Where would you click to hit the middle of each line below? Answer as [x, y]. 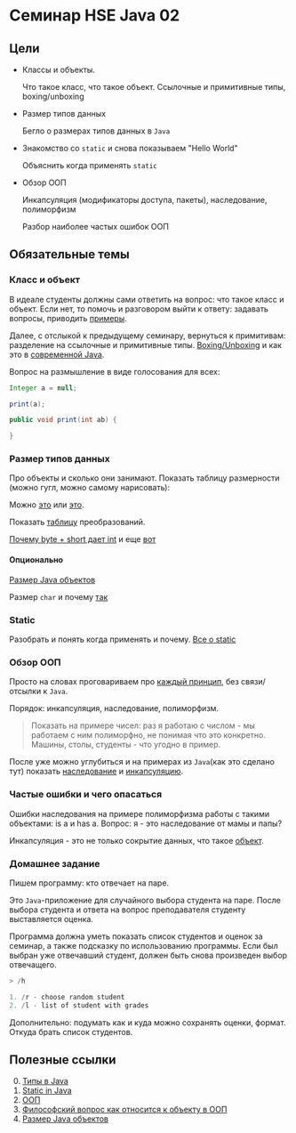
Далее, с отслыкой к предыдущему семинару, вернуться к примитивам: [148, 336]
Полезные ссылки [63, 1060]
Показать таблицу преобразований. [77, 522]
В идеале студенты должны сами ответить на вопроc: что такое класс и [147, 299]
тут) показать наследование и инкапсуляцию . [96, 772]
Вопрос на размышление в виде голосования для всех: [115, 371]
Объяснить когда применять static [90, 165]
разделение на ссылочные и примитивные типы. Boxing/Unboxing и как [146, 344]
